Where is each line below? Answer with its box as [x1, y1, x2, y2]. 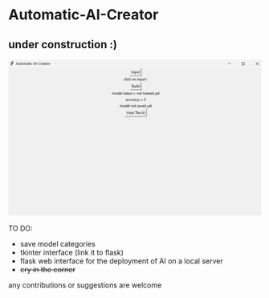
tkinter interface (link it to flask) [19, 247, 124, 257]
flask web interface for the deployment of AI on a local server [19, 255, 223, 266]
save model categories [19, 239, 96, 248]
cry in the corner [19, 264, 76, 274]
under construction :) [8, 38, 118, 51]
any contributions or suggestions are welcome [8, 280, 162, 290]
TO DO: [8, 223, 34, 233]
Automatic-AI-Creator [8, 6, 159, 24]
